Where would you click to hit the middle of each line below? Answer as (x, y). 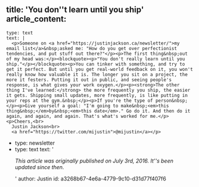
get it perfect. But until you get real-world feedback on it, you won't (100, 69)
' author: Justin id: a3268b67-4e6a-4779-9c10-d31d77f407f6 (91, 179)
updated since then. (39, 167)
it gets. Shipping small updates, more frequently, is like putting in (97, 95)
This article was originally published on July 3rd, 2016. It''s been (94, 161)
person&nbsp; (171, 101)
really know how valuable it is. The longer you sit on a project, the (97, 74)
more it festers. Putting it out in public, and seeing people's (89, 80)
